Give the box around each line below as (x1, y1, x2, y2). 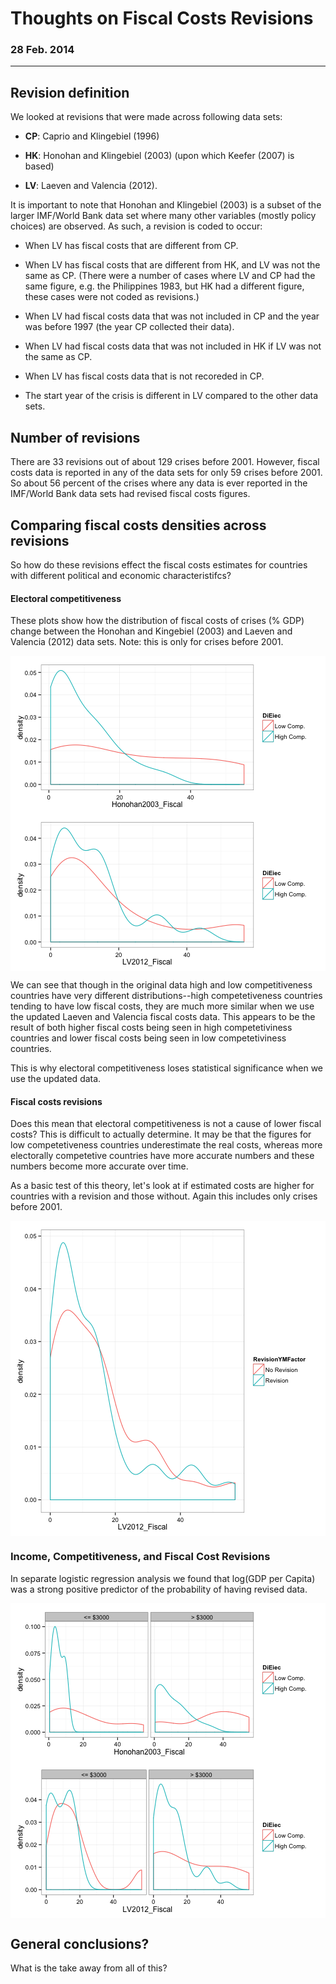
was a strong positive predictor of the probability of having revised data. (10, 1583, 308, 1595)
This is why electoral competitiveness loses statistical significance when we (10, 1062, 323, 1074)
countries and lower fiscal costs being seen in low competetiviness (10, 1032, 287, 1044)
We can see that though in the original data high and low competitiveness (10, 979, 313, 991)
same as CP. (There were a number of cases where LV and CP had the (24, 270, 316, 282)
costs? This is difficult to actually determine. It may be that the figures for (10, 1128, 312, 1141)
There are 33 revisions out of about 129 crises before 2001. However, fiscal (10, 456, 320, 468)
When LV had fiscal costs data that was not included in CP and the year (24, 310, 320, 322)
